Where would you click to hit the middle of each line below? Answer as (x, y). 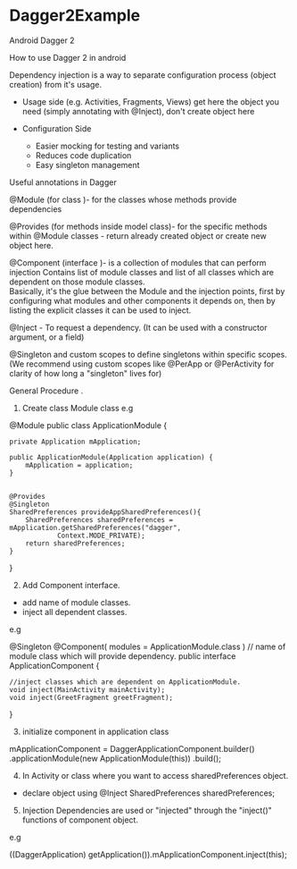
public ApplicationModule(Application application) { (111, 457)
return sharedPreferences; (75, 543)
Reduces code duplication (83, 155)
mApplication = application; (79, 465)
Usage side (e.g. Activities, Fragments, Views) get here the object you (150, 101)
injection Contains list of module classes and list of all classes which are (142, 272)
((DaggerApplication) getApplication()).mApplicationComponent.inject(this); (148, 854)
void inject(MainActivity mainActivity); (87, 689)
